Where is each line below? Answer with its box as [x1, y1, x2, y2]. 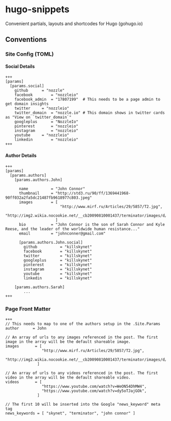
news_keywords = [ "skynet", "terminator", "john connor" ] [5, 410, 136, 416]
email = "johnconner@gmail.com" [18, 231, 106, 236]
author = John [5, 325, 47, 331]
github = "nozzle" [14, 88, 65, 93]
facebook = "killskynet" [23, 249, 93, 254]
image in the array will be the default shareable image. [5, 339, 131, 344]
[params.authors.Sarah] [14, 285, 65, 290]
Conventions [5, 35, 47, 44]
